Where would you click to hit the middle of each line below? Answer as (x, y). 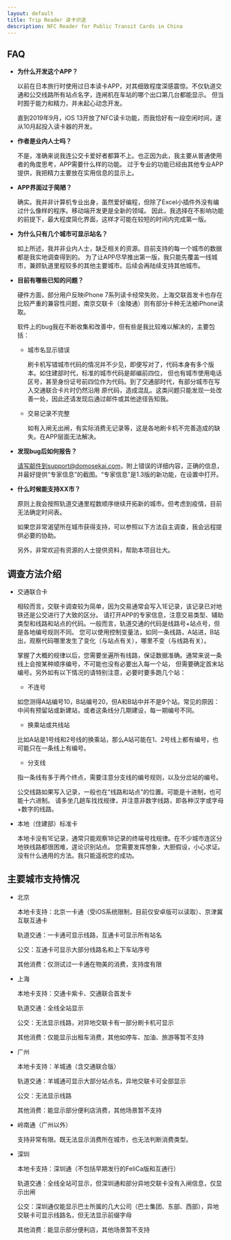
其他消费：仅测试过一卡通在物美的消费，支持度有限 (89, 964)
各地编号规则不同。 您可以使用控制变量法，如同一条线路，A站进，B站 (121, 632)
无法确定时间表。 (41, 512)
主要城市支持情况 (43, 879)
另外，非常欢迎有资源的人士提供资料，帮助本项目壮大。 (95, 550)
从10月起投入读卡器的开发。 (56, 126)
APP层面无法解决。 (73, 436)
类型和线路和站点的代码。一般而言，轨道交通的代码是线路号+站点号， (115, 623)
